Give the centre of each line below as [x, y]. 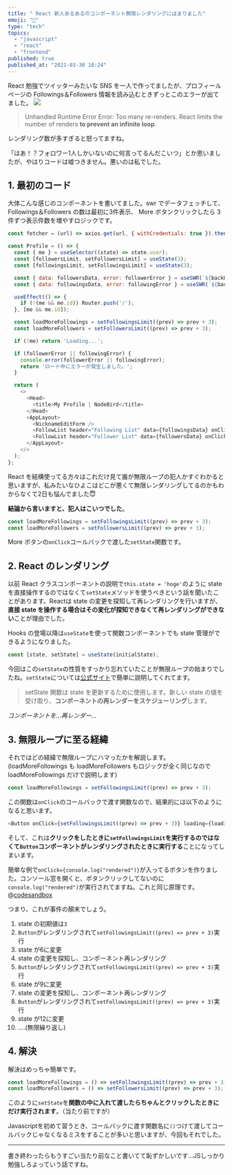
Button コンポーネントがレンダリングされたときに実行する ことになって [119, 846]
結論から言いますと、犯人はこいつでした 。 [68, 508]
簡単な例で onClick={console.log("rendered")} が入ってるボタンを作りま [110, 869]
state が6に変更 [40, 949]
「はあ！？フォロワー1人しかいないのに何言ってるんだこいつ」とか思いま [112, 153]
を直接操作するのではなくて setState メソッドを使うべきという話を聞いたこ [114, 592]
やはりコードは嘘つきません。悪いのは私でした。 [95, 161]
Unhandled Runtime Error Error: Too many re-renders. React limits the [124, 116]
